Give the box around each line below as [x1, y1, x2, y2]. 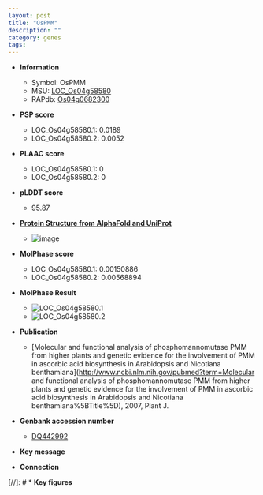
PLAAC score [19, 149, 65, 159]
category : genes [8, 33, 61, 42]
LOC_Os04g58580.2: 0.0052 [31, 133, 124, 143]
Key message [19, 447, 65, 456]
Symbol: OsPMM [31, 78, 87, 88]
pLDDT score [19, 188, 64, 197]
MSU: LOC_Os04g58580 [31, 86, 112, 96]
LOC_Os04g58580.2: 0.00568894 [31, 273, 142, 283]
